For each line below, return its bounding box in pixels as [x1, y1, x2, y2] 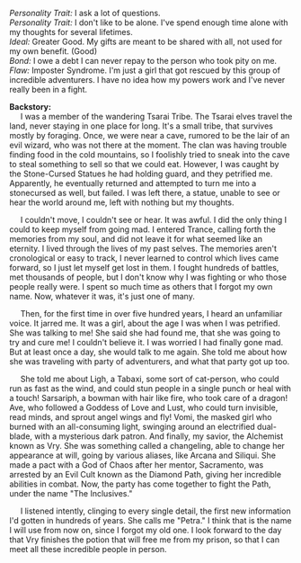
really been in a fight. [9, 85, 88, 94]
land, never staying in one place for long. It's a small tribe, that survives [9, 121, 274, 131]
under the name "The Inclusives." [9, 488, 133, 498]
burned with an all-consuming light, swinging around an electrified [9, 422, 256, 432]
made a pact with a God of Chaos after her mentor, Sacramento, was [9, 460, 264, 470]
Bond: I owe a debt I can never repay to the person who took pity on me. [9, 56, 277, 66]
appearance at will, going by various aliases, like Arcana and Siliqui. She [9, 450, 277, 460]
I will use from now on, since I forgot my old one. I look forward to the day [9, 525, 282, 535]
